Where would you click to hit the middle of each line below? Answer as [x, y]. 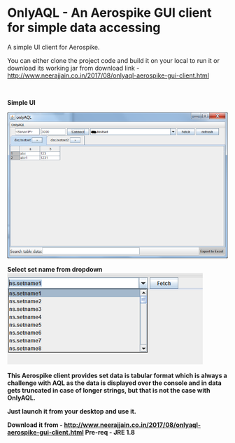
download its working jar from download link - [73, 68]
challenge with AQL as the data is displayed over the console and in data [114, 383]
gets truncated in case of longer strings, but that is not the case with [109, 390]
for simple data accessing [84, 28]
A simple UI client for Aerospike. [54, 47]
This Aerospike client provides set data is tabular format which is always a [117, 375]
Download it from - [35, 425]
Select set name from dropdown [55, 269]
